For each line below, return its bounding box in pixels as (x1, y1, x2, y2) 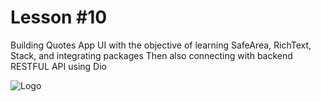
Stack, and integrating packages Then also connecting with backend (10, 49, 293, 61)
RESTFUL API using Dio (10, 60, 107, 72)
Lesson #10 (10, 6, 108, 29)
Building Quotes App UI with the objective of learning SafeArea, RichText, (10, 39, 312, 51)
